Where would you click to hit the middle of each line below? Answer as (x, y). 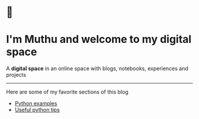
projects (16, 75)
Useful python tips (37, 110)
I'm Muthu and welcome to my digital (99, 40)
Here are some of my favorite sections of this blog (67, 92)
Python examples (36, 104)
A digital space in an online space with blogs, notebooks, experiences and (97, 68)
